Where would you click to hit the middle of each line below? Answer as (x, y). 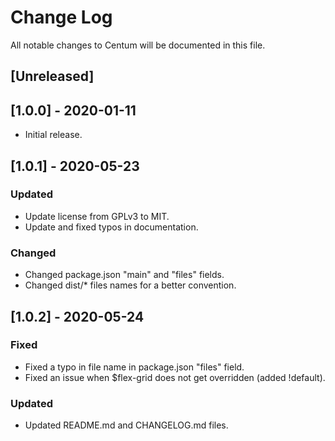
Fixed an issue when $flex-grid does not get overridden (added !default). (175, 377)
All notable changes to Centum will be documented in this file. (138, 45)
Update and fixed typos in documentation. (111, 227)
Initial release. (53, 135)
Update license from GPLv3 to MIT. (97, 216)
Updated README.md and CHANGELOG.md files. (126, 425)
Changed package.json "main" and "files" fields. (124, 275)
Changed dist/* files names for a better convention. (130, 285)
